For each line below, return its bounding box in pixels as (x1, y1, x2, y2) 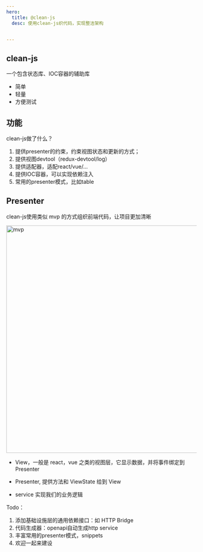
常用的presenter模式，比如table (14, 178, 94, 185)
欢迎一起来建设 (14, 539, 53, 547)
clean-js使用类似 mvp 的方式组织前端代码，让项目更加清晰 (6, 213, 152, 220)
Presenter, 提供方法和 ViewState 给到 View (14, 477, 121, 485)
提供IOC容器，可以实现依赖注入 (14, 170, 94, 178)
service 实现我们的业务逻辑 (14, 491, 83, 498)
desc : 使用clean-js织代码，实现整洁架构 (11, 20, 104, 26)
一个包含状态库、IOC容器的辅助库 (6, 70, 90, 78)
